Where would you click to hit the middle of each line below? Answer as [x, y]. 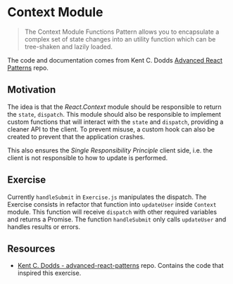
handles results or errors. [44, 226]
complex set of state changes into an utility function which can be [120, 39]
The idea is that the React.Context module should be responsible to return [114, 107]
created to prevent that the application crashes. [76, 136]
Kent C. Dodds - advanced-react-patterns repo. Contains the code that [120, 266]
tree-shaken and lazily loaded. [68, 46]
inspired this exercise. [49, 273]
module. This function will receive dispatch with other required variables [112, 212]
